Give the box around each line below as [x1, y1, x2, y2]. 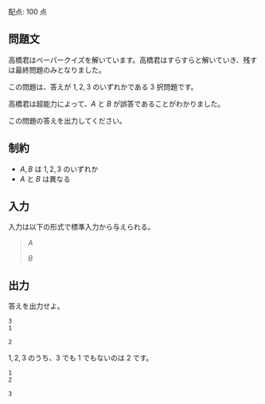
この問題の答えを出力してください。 [8, 116, 127, 125]
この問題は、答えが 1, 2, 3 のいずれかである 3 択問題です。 [8, 82, 198, 92]
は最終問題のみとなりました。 [8, 65, 106, 74]
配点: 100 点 [8, 7, 48, 16]
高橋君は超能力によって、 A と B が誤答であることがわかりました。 [8, 99, 225, 108]
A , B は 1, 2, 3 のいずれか [19, 164, 99, 174]
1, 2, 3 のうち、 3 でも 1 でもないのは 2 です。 [8, 353, 154, 363]
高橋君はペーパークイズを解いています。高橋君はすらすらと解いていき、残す [8, 55, 257, 65]
